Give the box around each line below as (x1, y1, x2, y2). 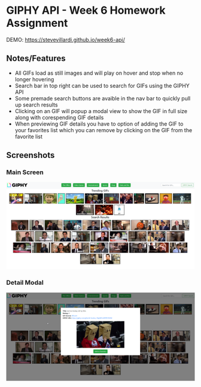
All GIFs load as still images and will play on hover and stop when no (14, 69, 184, 77)
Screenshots (6, 150, 55, 160)
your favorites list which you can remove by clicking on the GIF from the (14, 126, 193, 133)
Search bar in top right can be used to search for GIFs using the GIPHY (14, 82, 190, 89)
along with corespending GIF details (14, 114, 104, 121)
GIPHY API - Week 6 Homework (6, 4, 166, 17)
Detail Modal (6, 279, 44, 287)
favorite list (14, 133, 43, 140)
